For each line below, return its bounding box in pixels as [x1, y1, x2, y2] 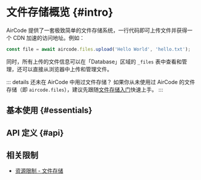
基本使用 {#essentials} [6, 105, 93, 115]
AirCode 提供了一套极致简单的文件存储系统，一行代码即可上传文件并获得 [6, 27, 188, 34]
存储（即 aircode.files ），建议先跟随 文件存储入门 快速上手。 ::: [6, 86, 163, 93]
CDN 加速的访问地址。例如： [13, 34, 85, 41]
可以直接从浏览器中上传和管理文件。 [22, 65, 113, 72]
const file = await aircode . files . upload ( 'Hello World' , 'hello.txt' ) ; [6, 46, 191, 52]
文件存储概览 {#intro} [6, 5, 114, 19]
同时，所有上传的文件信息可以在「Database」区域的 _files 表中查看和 [6, 58, 182, 65]
